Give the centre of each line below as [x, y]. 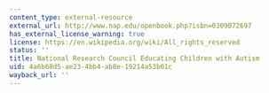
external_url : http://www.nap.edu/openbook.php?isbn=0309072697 [131, 26]
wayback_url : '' [39, 75]
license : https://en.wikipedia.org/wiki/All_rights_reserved [125, 42]
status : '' [29, 50]
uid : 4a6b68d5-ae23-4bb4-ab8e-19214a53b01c [91, 67]
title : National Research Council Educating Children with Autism [134, 58]
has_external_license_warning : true [77, 34]
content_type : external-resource [71, 17]
